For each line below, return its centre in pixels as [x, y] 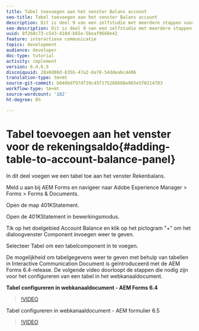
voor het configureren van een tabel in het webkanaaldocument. [84, 276]
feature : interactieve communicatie [51, 39]
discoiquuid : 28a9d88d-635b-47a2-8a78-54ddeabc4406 [71, 72]
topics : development [32, 45]
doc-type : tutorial [30, 56]
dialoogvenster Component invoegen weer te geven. [70, 234]
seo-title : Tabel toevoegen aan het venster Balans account [82, 17]
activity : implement [32, 61]
